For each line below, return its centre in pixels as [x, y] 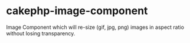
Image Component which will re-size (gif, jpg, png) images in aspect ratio [95, 27]
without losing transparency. [41, 33]
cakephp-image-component [77, 11]
